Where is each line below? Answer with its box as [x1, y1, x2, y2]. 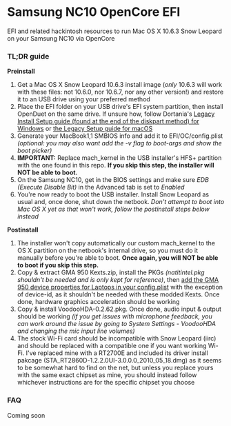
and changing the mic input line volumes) [17, 327, 136, 335]
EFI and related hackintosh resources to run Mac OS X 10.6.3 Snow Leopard [7, 27, 223, 35]
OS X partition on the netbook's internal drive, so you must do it [17, 246, 199, 255]
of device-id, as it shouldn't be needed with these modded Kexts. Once [17, 290, 220, 298]
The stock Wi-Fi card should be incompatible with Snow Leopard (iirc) [17, 334, 217, 343]
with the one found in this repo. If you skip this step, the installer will [17, 161, 215, 170]
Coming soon [7, 411, 46, 419]
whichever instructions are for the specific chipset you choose [17, 378, 195, 387]
